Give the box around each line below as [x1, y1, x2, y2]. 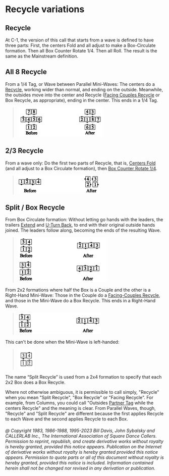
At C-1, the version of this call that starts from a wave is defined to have [5, 37, 154, 43]
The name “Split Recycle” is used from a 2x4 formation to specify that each [5, 374, 162, 380]
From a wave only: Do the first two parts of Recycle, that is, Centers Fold [5, 160, 156, 166]
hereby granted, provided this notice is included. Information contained [5, 460, 154, 466]
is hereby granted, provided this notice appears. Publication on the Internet [5, 444, 162, 450]
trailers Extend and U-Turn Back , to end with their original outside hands [5, 222, 155, 228]
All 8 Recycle [5, 68, 47, 76]
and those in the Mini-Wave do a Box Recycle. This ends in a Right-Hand [5, 298, 156, 304]
